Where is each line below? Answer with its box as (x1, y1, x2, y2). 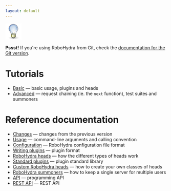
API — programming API (12, 175, 64, 181)
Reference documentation (5, 113, 119, 125)
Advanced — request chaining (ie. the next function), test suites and (12, 90, 157, 97)
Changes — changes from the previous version (12, 131, 113, 137)
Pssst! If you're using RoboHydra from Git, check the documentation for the (5, 44, 165, 51)
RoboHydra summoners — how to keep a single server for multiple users (12, 169, 166, 175)
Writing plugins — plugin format (12, 147, 80, 154)
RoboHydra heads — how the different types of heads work (12, 152, 139, 159)
